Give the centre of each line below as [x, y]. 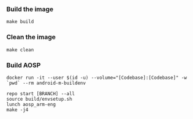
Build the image [30, 9]
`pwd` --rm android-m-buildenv [46, 83]
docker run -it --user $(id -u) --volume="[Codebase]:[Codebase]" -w [97, 78]
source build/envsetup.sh [39, 99]
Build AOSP [24, 65]
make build [20, 22]
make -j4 [17, 110]
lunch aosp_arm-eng [31, 104]
